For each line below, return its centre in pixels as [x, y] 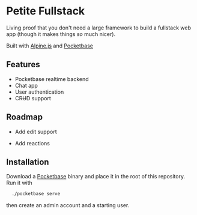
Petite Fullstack [46, 11]
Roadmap [25, 117]
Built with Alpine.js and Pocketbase [50, 46]
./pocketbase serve [36, 194]
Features [23, 65]
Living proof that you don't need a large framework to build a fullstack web [98, 28]
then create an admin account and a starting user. [68, 205]
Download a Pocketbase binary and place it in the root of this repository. [95, 177]
